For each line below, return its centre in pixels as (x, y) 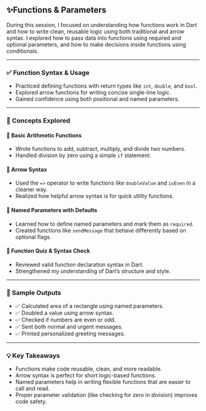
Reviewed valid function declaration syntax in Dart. (79, 264)
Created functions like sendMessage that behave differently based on (101, 230)
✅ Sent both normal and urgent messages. (69, 327)
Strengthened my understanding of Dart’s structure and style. (93, 271)
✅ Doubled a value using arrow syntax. (64, 313)
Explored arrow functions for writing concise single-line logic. (93, 93)
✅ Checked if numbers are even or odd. (65, 320)
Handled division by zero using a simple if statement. (83, 155)
